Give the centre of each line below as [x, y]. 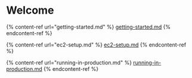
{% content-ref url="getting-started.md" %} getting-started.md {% [89, 27]
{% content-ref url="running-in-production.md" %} [69, 63]
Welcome [30, 10]
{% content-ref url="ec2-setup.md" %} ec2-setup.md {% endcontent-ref [96, 45]
